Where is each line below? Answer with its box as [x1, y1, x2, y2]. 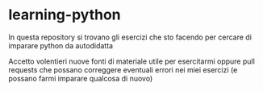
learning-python [8, 6, 121, 24]
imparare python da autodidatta [8, 40, 114, 50]
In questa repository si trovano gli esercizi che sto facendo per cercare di [8, 32, 253, 42]
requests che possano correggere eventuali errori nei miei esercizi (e [8, 64, 238, 74]
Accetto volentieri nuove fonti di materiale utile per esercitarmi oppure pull [8, 56, 256, 66]
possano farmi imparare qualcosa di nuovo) [8, 73, 153, 83]
